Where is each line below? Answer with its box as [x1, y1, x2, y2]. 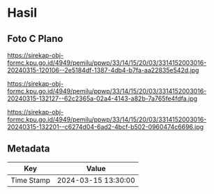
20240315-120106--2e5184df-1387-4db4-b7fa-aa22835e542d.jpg [7, 66, 199, 74]
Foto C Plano [7, 33, 63, 45]
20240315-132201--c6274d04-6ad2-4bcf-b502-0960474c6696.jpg [7, 123, 204, 130]
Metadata [7, 143, 50, 155]
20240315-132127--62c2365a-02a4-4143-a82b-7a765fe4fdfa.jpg [7, 94, 197, 103]
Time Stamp [10, 175, 51, 185]
